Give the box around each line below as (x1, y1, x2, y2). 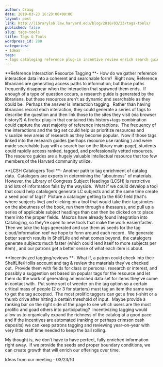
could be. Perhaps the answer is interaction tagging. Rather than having (5, 101, 151, 107)
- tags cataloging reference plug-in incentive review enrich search (5, 57, 149, 62)
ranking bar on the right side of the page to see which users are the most (5, 302, 151, 308)
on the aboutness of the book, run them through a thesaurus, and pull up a (5, 204, 154, 210)
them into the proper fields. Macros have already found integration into (5, 214, 148, 220)
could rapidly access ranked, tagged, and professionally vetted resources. (5, 148, 154, 154)
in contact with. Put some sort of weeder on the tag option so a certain (5, 281, 148, 287)
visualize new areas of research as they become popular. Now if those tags (5, 133, 157, 138)
